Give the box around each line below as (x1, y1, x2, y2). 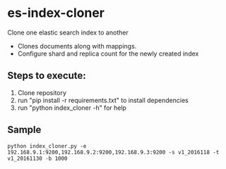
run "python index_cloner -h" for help (17, 104, 127, 112)
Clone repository (17, 88, 67, 96)
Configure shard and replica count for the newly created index (17, 49, 199, 58)
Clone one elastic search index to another (7, 28, 129, 37)
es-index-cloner (7, 5, 105, 21)
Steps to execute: (7, 70, 86, 82)
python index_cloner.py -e (7, 142, 87, 149)
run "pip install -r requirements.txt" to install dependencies (17, 96, 189, 104)
